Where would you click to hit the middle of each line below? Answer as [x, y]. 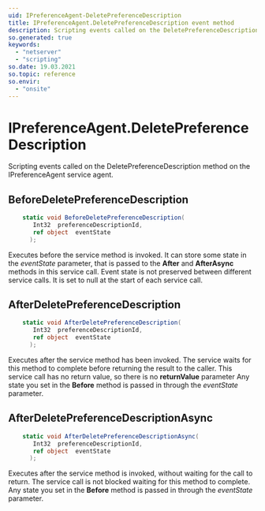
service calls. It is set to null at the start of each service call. [106, 280]
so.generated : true [40, 37]
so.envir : [24, 81]
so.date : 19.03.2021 [42, 67]
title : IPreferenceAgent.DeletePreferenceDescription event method [121, 23]
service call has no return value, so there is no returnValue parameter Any [129, 376]
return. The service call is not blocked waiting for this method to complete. [129, 482]
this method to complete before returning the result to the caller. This [120, 368]
